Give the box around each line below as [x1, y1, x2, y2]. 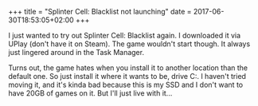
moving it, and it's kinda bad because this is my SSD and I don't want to [8, 80, 244, 89]
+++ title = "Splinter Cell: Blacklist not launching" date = [8, 7, 193, 16]
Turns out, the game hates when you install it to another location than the [8, 63, 248, 73]
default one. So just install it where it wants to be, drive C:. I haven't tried [8, 72, 247, 80]
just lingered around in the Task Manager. [8, 48, 145, 57]
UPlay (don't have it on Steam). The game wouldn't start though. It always [8, 39, 251, 49]
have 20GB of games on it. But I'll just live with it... [8, 88, 173, 98]
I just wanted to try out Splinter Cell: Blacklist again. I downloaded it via [8, 31, 241, 40]
